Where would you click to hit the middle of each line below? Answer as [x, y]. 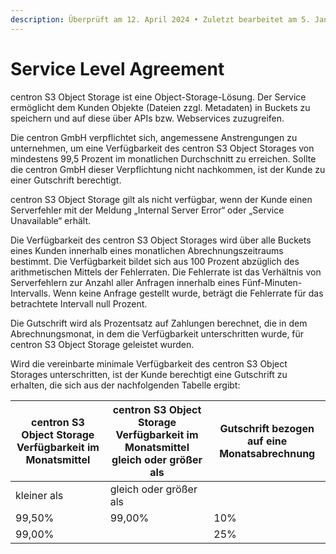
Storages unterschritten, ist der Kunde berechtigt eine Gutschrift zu [149, 374]
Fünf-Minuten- [272, 282]
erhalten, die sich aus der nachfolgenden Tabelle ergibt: [125, 385]
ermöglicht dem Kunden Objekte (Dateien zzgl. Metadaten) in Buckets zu [160, 107]
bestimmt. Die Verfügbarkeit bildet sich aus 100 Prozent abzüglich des [155, 261]
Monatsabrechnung [267, 453]
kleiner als [39, 495]
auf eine [267, 441]
